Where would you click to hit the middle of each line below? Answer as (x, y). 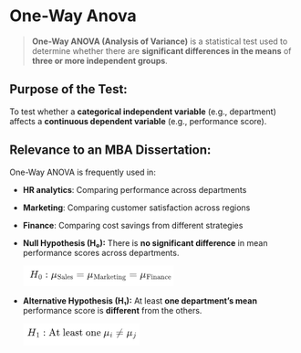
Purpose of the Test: (68, 89)
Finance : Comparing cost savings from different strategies (133, 225)
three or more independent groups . (100, 60)
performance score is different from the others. (112, 310)
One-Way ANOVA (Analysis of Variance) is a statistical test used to (160, 41)
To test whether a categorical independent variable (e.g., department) (143, 112)
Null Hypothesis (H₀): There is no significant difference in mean (145, 242)
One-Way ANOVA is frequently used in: (83, 172)
